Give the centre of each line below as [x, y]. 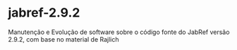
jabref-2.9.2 [44, 13]
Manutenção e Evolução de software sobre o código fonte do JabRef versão [119, 32]
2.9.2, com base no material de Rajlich [63, 39]
